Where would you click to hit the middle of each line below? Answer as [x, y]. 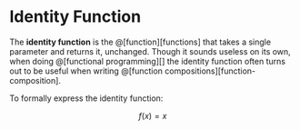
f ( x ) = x [153, 115]
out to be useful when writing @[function [86, 71]
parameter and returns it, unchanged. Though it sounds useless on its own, [150, 51]
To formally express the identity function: [86, 98]
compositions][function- [210, 71]
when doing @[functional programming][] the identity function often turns [148, 61]
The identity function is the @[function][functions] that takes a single [140, 42]
